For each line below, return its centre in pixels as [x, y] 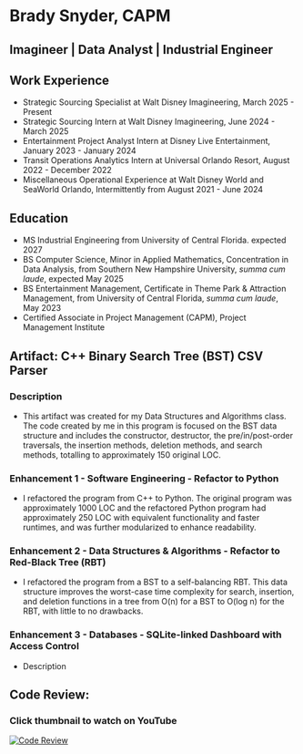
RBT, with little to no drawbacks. [83, 611]
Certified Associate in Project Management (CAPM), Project [135, 318]
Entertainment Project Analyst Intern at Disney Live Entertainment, [146, 141]
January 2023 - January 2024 [79, 150]
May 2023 [42, 308]
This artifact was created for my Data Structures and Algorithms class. [154, 416]
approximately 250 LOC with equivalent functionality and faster [141, 518]
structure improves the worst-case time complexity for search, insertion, [158, 592]
